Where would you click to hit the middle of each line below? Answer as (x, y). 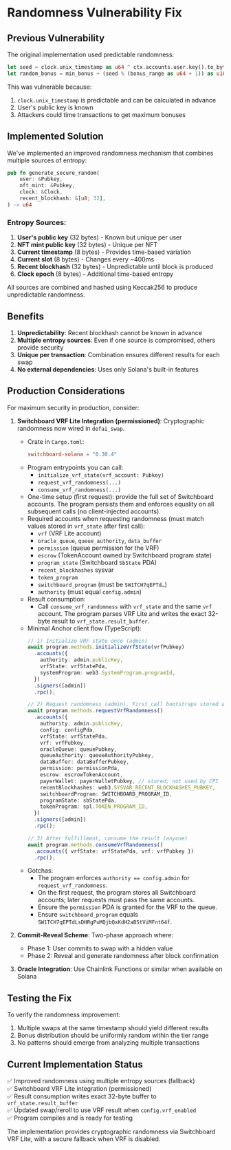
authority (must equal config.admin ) (90, 592)
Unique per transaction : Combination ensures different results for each (118, 354)
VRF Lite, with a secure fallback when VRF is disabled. (84, 1139)
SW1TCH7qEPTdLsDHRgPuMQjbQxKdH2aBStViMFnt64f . (105, 922)
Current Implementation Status (75, 1064)
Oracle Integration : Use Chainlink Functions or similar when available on (120, 969)
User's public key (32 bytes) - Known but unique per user (99, 237)
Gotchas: (40, 871)
